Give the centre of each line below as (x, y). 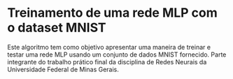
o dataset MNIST (57, 28)
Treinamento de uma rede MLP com (113, 13)
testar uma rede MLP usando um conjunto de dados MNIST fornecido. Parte (117, 55)
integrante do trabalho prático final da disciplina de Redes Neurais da (107, 62)
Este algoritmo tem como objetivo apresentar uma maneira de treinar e (109, 47)
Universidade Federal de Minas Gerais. (63, 69)
